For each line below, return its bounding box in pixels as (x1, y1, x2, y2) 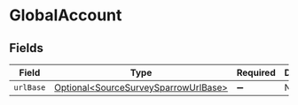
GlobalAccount (9, 5, 122, 26)
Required (236, 67, 277, 79)
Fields (9, 41, 44, 56)
